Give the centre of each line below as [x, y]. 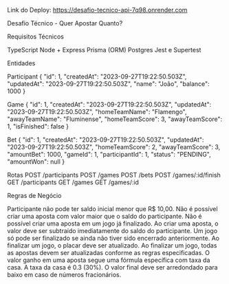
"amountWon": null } [36, 162]
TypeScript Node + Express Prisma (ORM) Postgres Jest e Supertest [104, 50]
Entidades [21, 63]
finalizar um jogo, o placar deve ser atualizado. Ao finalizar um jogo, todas [112, 245]
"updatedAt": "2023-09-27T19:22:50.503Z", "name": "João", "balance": [108, 84]
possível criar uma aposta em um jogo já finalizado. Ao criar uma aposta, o [113, 223]
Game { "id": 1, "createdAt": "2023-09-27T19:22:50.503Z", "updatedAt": [109, 105]
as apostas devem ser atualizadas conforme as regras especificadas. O [108, 253]
